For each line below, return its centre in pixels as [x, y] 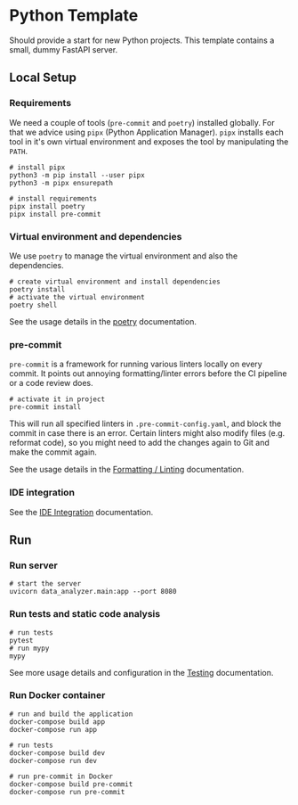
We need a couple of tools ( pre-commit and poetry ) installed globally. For [142, 122]
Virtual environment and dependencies [96, 236]
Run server [33, 565]
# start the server [45, 584]
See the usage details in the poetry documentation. [103, 321]
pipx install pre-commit [55, 214]
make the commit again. [53, 452]
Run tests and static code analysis [85, 614]
